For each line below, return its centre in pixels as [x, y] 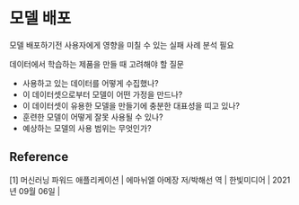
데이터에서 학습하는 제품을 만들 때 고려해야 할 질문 [97, 64]
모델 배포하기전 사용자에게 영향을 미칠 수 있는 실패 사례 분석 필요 [122, 45]
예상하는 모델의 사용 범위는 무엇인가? [87, 128]
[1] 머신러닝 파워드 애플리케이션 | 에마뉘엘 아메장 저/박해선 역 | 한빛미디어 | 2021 [150, 180]
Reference [39, 157]
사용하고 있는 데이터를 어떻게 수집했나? [90, 83]
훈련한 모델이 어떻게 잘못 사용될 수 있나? [92, 117]
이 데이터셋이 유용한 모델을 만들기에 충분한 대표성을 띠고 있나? [131, 105]
